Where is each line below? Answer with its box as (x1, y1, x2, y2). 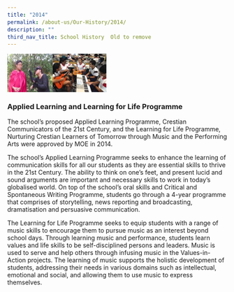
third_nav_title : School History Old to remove (7, 34, 152, 41)
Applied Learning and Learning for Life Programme (7, 101, 183, 111)
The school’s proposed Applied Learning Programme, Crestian (7, 117, 187, 126)
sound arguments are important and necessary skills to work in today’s (7, 175, 211, 184)
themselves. (7, 278, 43, 286)
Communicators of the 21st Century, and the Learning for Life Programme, (7, 125, 221, 133)
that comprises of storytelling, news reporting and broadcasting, (7, 198, 193, 206)
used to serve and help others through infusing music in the (7, 249, 180, 257)
